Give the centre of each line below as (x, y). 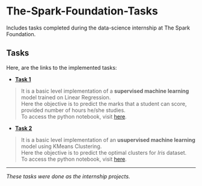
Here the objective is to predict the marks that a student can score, (104, 104)
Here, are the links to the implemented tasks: (62, 67)
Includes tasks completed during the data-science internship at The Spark (98, 28)
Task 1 (23, 79)
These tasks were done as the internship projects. (68, 176)
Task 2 (23, 128)
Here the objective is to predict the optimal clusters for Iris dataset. (104, 152)
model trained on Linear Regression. (66, 97)
